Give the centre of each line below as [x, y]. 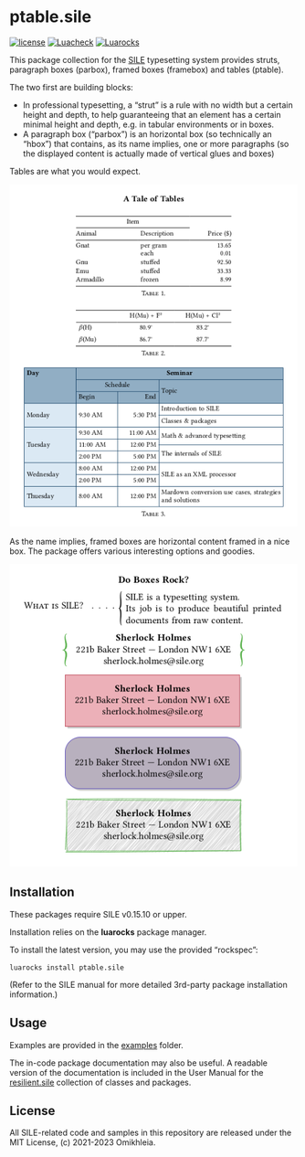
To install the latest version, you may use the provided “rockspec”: [134, 950]
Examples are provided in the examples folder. [97, 1045]
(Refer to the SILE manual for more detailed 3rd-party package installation [148, 984]
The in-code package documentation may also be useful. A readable [138, 1063]
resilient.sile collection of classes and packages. [100, 1082]
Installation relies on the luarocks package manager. [108, 932]
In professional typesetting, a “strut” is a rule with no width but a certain [158, 105]
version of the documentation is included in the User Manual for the [137, 1072]
